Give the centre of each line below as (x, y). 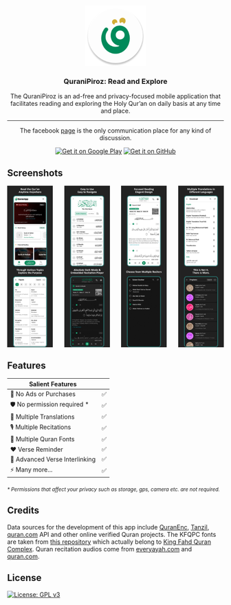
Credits (23, 510)
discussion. (115, 138)
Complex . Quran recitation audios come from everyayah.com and (100, 549)
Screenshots (35, 173)
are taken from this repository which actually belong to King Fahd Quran (109, 542)
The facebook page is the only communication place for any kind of (115, 131)
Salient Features (53, 384)
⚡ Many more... (31, 470)
